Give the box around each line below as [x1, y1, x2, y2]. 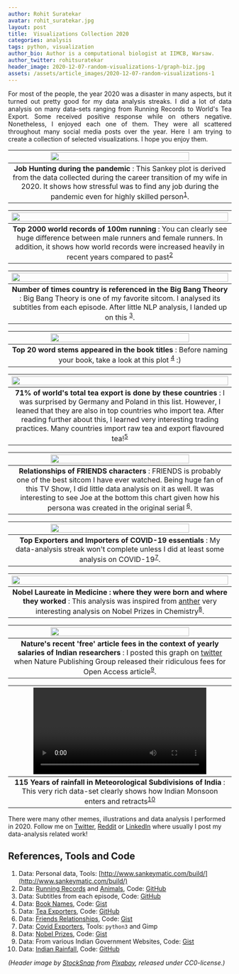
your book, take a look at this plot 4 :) [58, 354, 182, 365]
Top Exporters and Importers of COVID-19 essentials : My [19, 536, 221, 546]
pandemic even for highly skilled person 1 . [50, 190, 190, 201]
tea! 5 [111, 432, 128, 444]
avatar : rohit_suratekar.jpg [8, 17, 94, 24]
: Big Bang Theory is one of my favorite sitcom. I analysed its [19, 293, 221, 303]
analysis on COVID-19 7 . [79, 553, 161, 565]
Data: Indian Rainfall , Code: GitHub [18, 944, 120, 953]
